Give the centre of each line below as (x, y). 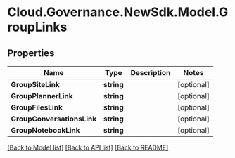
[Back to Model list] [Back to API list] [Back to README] (88, 147)
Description (151, 73)
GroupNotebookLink (45, 130)
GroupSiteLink (35, 85)
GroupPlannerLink (42, 96)
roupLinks (37, 27)
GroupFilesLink (37, 107)
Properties (31, 53)
